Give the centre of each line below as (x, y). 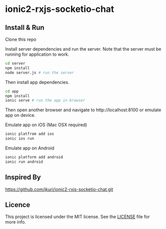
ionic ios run (20, 139)
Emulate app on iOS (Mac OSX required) (46, 125)
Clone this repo (21, 39)
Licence (18, 205)
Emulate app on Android (30, 148)
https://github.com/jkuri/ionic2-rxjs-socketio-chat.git (59, 189)
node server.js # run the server (40, 73)
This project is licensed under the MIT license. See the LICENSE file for (78, 217)
